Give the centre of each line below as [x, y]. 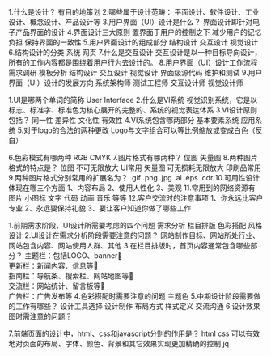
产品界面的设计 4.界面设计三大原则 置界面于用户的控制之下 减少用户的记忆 [138, 32]
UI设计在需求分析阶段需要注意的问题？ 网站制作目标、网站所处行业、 [146, 235]
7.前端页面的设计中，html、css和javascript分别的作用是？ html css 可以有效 [134, 333]
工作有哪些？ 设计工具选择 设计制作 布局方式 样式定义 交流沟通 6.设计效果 [138, 306]
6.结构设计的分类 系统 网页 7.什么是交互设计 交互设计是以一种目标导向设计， [135, 52]
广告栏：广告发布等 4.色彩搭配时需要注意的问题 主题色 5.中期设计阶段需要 [131, 296]
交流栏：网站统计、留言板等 [55, 286]
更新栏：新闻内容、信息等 [51, 266]
